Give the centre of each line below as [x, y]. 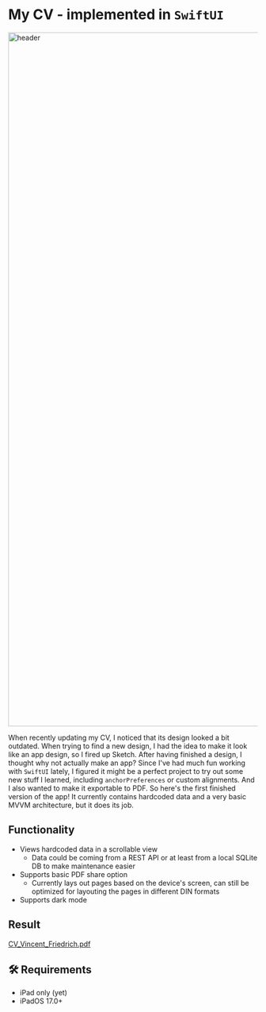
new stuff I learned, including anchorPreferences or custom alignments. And [131, 779]
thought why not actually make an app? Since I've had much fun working [127, 763]
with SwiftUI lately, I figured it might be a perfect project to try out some [126, 771]
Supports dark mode [53, 899]
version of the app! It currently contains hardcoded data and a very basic [127, 796]
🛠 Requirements [50, 970]
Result [25, 925]
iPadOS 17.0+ [41, 1001]
